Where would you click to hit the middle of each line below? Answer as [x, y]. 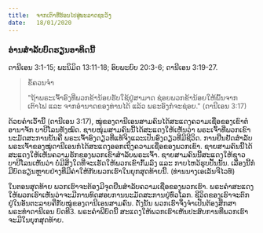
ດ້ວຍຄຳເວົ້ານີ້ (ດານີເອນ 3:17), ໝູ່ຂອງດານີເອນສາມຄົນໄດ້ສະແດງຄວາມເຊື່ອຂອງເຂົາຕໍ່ [128, 121]
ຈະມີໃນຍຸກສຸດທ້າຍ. [36, 220]
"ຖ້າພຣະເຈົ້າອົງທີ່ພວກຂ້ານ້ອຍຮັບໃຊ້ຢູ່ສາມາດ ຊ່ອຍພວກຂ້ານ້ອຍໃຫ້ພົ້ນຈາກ [132, 97]
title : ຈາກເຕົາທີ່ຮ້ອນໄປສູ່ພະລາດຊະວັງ [60, 15]
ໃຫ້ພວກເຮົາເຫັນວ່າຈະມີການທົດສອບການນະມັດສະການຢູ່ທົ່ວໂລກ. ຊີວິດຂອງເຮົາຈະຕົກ [129, 195]
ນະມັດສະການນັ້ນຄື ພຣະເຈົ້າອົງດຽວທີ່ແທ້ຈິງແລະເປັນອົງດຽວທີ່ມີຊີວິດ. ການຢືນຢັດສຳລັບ [130, 137]
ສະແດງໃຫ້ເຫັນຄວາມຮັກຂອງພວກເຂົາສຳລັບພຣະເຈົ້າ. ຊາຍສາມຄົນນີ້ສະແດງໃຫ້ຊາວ [127, 155]
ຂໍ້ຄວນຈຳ [41, 82]
